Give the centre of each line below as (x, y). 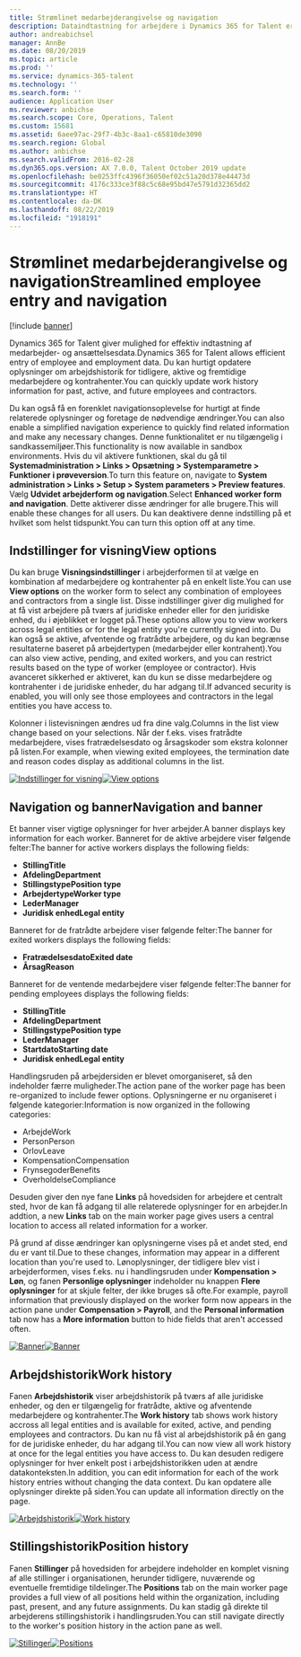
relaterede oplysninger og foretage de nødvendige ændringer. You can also (147, 418)
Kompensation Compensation (76, 1160)
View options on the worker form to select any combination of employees (146, 591)
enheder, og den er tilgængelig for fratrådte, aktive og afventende (131, 1406)
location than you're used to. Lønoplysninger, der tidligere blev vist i (134, 1262)
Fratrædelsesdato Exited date (77, 957)
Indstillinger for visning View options (113, 550)
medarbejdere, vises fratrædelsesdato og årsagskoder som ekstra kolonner (149, 743)
